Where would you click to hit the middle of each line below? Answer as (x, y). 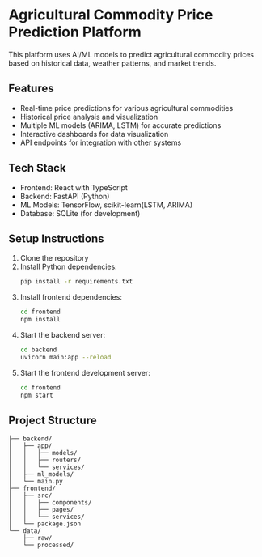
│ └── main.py (36, 482)
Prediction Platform (75, 32)
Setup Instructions (56, 238)
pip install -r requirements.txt (76, 282)
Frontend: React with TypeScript (74, 187)
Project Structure (53, 420)
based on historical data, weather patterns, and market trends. (112, 63)
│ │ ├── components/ (50, 503)
